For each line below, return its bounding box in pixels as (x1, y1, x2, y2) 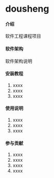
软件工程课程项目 (5, 33, 41, 39)
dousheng (5, 3, 49, 15)
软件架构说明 (5, 58, 32, 64)
